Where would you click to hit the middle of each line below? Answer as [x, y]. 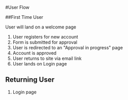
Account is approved [35, 53]
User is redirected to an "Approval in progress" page [68, 47]
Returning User [30, 80]
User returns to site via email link [47, 58]
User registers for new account [45, 37]
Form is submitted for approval [45, 42]
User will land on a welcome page [41, 27]
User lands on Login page [40, 64]
